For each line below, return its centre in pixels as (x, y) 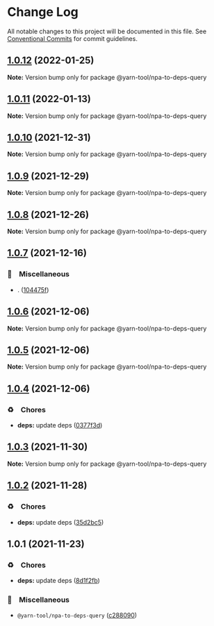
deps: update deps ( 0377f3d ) (60, 425)
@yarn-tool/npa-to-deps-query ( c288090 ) (77, 616)
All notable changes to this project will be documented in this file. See (107, 31)
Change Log (43, 12)
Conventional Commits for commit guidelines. (72, 38)
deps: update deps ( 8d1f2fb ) (59, 581)
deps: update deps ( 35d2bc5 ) (60, 522)
